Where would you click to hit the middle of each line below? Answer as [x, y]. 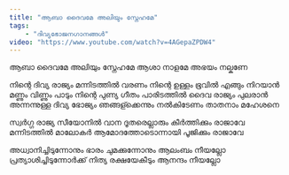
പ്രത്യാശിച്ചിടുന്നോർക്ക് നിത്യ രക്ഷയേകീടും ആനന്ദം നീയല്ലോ [115, 160]
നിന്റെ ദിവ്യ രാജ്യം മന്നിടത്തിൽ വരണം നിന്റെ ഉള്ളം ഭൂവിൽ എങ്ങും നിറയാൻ [144, 85]
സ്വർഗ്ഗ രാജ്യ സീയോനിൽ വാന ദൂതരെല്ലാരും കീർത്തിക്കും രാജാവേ [127, 122]
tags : [19, 26]
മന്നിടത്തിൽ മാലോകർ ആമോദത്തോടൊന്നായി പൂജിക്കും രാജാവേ [126, 133]
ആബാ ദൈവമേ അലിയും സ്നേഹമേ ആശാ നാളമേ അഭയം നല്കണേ [129, 67]
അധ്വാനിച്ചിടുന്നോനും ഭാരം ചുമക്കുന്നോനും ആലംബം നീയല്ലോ [117, 150]
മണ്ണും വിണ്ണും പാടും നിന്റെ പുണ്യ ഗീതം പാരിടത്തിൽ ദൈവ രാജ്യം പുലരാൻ [139, 95]
